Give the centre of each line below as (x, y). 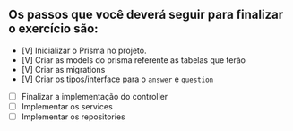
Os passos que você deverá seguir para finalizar (146, 15)
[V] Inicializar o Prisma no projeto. (84, 50)
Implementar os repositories (73, 117)
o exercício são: (54, 29)
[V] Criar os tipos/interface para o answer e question (117, 79)
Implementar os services (67, 106)
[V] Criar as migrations (63, 69)
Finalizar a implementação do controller (95, 96)
